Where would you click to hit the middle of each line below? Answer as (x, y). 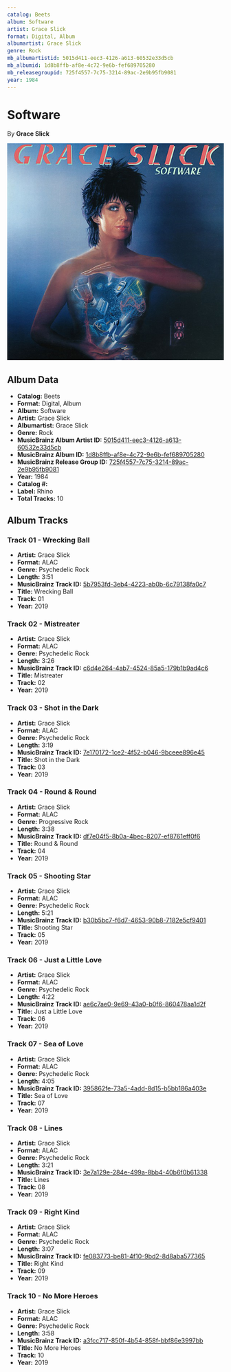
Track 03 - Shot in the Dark (53, 708)
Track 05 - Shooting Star (49, 876)
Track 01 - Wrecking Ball (48, 540)
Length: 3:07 (36, 1249)
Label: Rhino (35, 492)
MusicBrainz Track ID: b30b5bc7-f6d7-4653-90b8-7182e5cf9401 (111, 920)
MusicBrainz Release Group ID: (62, 462)
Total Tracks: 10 (40, 498)
